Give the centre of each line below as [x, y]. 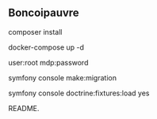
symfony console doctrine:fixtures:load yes [79, 93]
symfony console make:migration [63, 77]
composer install [35, 32]
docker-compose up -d [46, 47]
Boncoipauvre [44, 13]
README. [24, 108]
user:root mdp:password [48, 62]
